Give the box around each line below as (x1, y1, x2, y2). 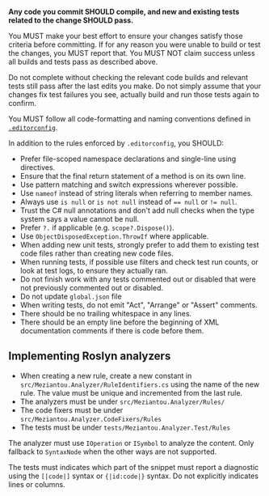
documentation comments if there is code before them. (19, 326, 204, 335)
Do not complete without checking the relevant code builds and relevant (8, 73, 249, 82)
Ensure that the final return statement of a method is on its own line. (19, 172, 246, 180)
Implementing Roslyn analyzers (8, 350, 171, 363)
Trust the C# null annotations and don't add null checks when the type (19, 206, 254, 215)
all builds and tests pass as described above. (8, 57, 158, 66)
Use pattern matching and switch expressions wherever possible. (19, 180, 238, 189)
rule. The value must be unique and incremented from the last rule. (19, 388, 243, 397)
